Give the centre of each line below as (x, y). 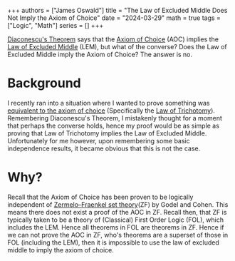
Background (44, 83)
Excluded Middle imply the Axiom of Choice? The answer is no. (100, 54)
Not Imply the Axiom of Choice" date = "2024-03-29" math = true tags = (114, 18)
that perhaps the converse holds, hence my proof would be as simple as (113, 126)
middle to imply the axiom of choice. (61, 250)
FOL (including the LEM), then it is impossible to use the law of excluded (113, 242)
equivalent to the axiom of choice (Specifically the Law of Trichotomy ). (111, 111)
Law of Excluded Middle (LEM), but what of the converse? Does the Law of (117, 47)
